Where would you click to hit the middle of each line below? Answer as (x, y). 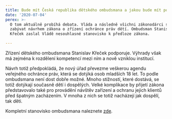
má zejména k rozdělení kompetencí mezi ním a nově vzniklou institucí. (80, 58)
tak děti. (14, 101)
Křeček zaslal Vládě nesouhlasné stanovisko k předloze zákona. (80, 34)
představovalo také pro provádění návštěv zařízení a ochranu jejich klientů (84, 90)
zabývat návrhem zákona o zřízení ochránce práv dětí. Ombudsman (81, 29)
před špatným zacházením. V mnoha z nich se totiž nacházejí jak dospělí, (82, 96)
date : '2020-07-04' (26, 15)
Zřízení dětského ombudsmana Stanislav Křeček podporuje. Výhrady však (83, 53)
